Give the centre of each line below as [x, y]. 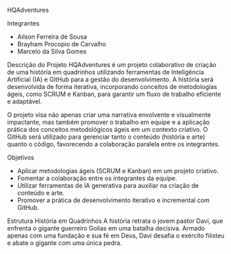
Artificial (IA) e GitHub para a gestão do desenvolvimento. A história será [110, 79]
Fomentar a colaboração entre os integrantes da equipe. [97, 178]
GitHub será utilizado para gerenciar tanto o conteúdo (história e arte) [106, 137]
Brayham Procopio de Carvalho [62, 44]
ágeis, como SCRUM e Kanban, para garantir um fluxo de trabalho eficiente [114, 94]
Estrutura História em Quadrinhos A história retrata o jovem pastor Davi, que [115, 221]
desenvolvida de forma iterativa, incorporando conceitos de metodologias [112, 87]
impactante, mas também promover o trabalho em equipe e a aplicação [109, 122]
